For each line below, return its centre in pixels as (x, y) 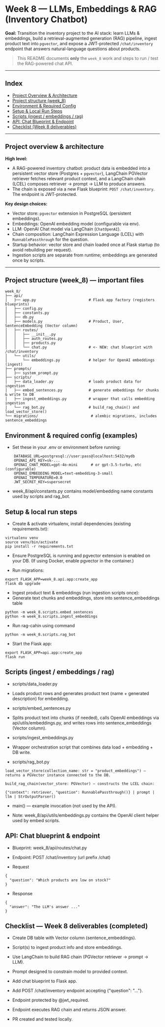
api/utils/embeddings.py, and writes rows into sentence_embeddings (82, 722)
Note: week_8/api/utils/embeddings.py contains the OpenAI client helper (85, 815)
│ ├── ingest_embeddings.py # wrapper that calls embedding (80, 399)
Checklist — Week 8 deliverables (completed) (77, 926)
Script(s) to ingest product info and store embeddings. (67, 947)
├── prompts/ (18, 369)
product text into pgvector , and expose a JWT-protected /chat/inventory (79, 43)
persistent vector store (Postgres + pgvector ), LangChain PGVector (80, 173)
